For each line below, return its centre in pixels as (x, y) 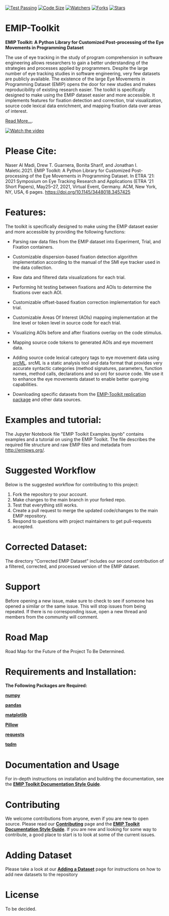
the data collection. (33, 267)
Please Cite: (31, 151)
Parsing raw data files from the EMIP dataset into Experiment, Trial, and (87, 241)
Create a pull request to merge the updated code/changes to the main (85, 510)
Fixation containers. (33, 247)
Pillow (12, 725)
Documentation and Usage (62, 765)
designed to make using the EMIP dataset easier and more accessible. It (80, 95)
